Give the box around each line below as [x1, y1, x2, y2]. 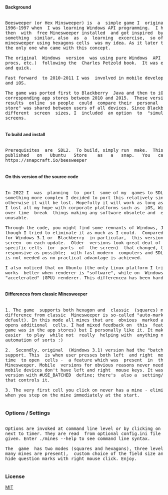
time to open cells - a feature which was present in [5, 357, 153, 363]
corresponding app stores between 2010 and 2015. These [5, 95, 148, 101]
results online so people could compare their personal [5, 100, 158, 106]
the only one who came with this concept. [5, 45, 111, 51]
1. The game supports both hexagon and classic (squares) [5, 307, 158, 313]
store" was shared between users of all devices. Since [5, 105, 145, 111]
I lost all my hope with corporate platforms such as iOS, [5, 205, 156, 210]
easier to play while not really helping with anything [5, 332, 158, 338]
